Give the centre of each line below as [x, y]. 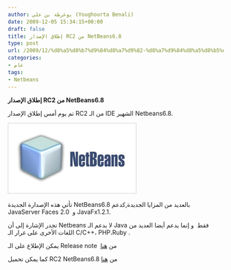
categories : [25, 58]
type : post [23, 44]
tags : [15, 72]
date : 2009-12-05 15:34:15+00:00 [56, 22]
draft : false [26, 29]
